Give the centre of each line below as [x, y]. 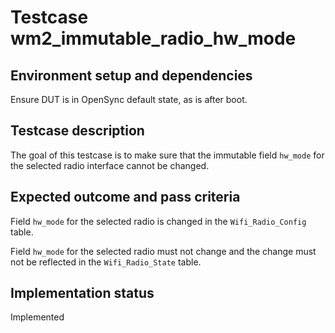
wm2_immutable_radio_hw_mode [153, 38]
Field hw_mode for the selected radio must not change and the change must [163, 251]
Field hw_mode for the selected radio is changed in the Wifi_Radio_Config [158, 221]
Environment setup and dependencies [131, 75]
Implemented [37, 317]
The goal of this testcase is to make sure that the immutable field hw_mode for [167, 155]
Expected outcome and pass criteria [125, 197]
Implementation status [82, 293]
